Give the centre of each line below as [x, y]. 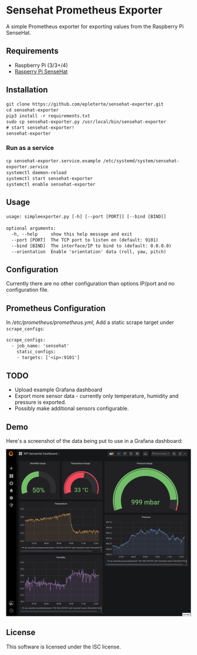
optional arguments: [31, 228]
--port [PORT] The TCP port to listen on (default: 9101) [85, 240]
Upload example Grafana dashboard [58, 390]
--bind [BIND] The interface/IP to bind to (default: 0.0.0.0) [91, 246]
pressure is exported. [40, 402]
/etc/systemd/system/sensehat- [141, 161]
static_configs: [37, 352]
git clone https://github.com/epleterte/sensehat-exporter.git [85, 104]
